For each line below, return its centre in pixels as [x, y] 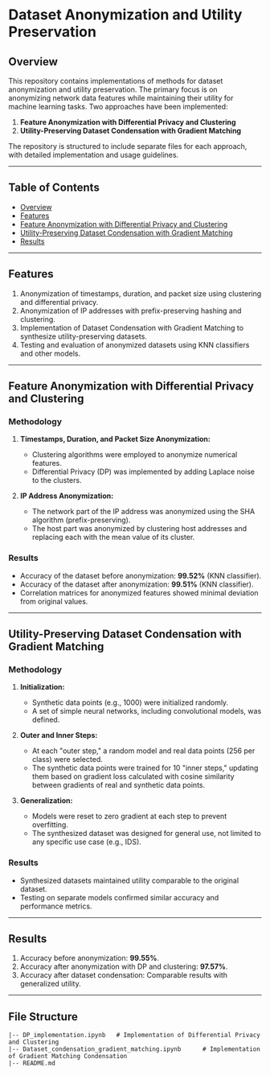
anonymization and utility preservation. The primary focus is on [113, 89]
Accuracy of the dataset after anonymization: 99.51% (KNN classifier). [137, 584]
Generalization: [46, 801]
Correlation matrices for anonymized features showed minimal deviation [139, 592]
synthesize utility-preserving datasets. [83, 336]
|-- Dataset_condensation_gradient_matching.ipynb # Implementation [135, 1049]
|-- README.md [32, 1064]
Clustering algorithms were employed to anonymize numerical [135, 455]
